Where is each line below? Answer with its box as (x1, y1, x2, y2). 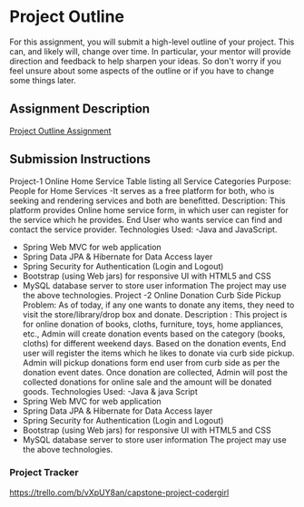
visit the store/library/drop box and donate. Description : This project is (22, 308, 288, 319)
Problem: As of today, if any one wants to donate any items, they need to (22, 299, 295, 310)
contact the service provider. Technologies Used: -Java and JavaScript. (9, 224, 278, 235)
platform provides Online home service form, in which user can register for (9, 204, 289, 215)
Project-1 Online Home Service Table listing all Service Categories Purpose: (9, 175, 292, 187)
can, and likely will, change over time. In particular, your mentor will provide (9, 45, 292, 56)
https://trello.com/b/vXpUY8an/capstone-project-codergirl (9, 487, 230, 498)
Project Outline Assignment (9, 125, 112, 136)
